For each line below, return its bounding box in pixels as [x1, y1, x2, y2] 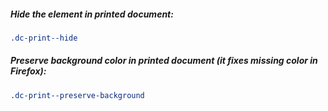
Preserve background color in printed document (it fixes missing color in [10, 55, 318, 67]
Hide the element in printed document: [10, 8, 174, 20]
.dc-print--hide [10, 33, 78, 43]
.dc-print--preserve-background [10, 90, 145, 100]
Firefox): [10, 65, 47, 77]
